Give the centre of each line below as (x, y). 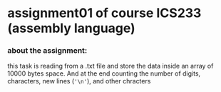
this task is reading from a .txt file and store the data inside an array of (110, 66)
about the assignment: (47, 51)
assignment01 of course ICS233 (104, 13)
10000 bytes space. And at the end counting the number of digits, (104, 73)
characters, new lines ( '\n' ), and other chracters (79, 81)
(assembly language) (71, 28)
